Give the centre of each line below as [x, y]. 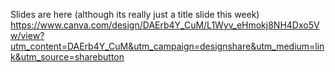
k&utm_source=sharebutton [67, 57]
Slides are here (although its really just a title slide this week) [135, 14]
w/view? [27, 35]
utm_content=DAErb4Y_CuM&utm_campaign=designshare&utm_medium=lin [167, 46]
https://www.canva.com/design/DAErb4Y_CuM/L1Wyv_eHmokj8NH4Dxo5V [165, 25]
